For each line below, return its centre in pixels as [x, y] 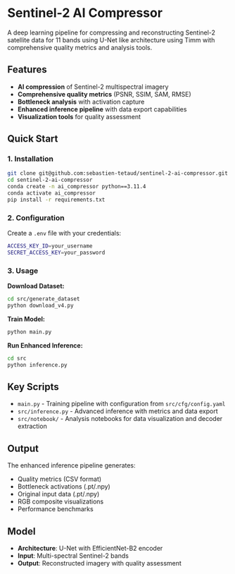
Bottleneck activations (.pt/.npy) [64, 487]
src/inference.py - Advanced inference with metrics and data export [118, 411]
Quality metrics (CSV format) [59, 479]
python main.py [30, 332]
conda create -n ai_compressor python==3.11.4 [77, 187]
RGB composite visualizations [61, 501]
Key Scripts [33, 387]
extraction [32, 426]
